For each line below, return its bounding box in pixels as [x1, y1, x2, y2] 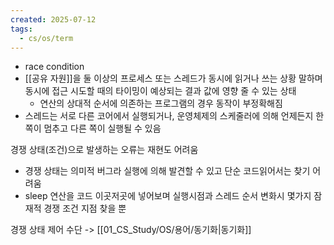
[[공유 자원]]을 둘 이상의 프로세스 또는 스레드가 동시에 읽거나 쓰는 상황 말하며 [24, 72, 323, 85]
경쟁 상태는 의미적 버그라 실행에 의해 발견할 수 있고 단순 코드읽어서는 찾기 [24, 165, 311, 177]
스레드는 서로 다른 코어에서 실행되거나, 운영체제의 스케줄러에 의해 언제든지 [24, 110, 314, 122]
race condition [24, 61, 85, 73]
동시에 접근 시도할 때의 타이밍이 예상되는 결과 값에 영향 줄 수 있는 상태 [24, 85, 297, 97]
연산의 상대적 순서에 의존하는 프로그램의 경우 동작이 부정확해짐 [39, 97, 283, 110]
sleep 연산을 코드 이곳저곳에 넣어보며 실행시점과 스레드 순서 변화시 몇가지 [24, 190, 312, 202]
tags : [10, 24, 33, 34]
